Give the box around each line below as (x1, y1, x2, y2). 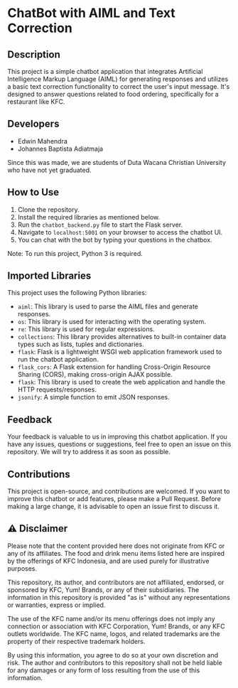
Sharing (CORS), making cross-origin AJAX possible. (17, 370, 173, 379)
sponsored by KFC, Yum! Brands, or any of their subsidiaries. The (7, 585, 200, 594)
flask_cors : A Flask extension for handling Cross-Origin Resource (17, 362, 211, 371)
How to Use (7, 186, 60, 198)
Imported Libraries (7, 270, 92, 282)
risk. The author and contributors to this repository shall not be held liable (7, 658, 222, 667)
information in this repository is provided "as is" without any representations (7, 593, 231, 601)
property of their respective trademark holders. (7, 637, 146, 645)
